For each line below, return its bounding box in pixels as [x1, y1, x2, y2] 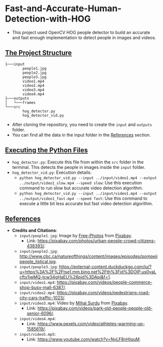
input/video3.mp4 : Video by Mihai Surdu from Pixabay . [19, 300, 129, 306]
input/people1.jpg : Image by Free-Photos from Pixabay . [19, 233, 132, 239]
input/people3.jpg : [19, 264, 58, 270]
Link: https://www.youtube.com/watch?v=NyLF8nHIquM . [26, 336, 141, 342]
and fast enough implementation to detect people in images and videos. [12, 35, 157, 41]
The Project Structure [5, 49, 72, 57]
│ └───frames [5, 100, 36, 105]
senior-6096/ [26, 310, 54, 316]
